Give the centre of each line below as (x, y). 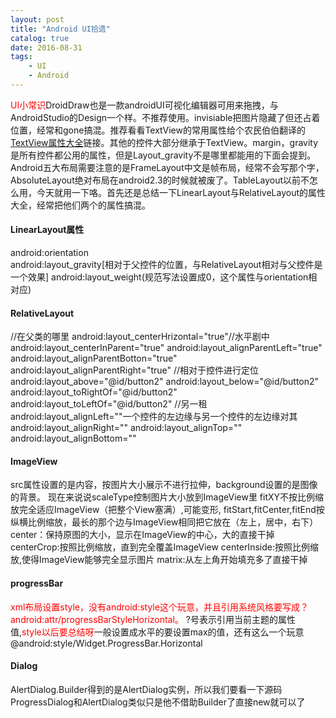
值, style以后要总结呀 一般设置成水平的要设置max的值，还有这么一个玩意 (157, 632)
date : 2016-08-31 (46, 47)
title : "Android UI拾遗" (60, 29)
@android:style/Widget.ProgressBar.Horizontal (106, 643)
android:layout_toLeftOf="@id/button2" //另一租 (109, 404)
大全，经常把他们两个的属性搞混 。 (80, 205)
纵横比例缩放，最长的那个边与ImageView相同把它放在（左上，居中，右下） (164, 522)
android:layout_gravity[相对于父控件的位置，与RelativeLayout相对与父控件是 (166, 265)
